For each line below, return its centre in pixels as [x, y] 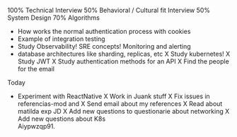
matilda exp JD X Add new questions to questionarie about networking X [123, 111]
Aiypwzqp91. [36, 126]
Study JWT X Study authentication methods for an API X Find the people [123, 61]
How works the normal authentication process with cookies [104, 31]
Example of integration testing [61, 39]
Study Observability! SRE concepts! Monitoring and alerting [104, 46]
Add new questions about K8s [62, 119]
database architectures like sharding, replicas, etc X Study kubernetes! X [124, 54]
